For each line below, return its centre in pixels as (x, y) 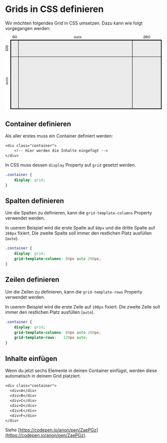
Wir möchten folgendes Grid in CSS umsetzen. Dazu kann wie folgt (74, 23)
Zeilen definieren (32, 280)
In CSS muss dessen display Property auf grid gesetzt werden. (71, 165)
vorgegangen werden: (28, 28)
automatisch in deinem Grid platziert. (43, 375)
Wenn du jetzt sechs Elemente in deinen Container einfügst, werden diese (81, 370)
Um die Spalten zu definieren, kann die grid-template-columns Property (79, 213)
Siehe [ (12, 430)
